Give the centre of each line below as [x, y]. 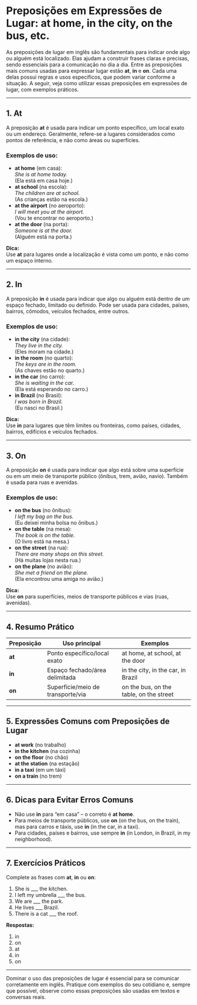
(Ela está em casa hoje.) [44, 181]
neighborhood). [33, 839]
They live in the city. [39, 345]
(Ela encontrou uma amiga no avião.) [59, 579]
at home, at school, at [151, 653]
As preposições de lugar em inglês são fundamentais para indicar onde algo [98, 52]
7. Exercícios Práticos [46, 863]
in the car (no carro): [40, 377]
